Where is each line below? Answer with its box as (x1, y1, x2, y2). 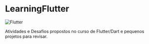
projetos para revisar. (5, 33, 48, 39)
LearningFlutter (5, 3, 70, 14)
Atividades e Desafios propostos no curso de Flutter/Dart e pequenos (5, 28, 145, 34)
